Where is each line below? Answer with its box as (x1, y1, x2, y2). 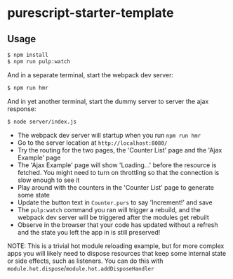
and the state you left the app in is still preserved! (17, 228, 161, 236)
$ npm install (7, 51, 49, 58)
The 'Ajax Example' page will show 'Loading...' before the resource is (17, 160, 217, 169)
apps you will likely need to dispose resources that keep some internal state (7, 249, 227, 257)
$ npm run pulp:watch (7, 58, 71, 65)
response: (7, 104, 36, 113)
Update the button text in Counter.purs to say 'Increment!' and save (17, 198, 213, 207)
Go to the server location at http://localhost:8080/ (17, 138, 168, 147)
